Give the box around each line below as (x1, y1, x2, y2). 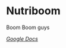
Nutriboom (6, 4, 61, 18)
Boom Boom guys (6, 24, 50, 31)
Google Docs (6, 35, 39, 42)
